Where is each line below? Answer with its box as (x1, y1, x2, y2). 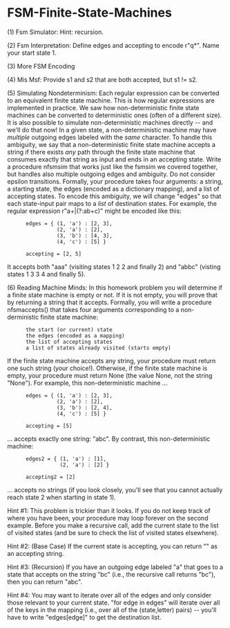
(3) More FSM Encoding (7, 62, 75, 70)
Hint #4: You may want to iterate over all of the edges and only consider (7, 591, 212, 599)
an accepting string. (7, 549, 64, 557)
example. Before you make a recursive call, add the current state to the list (7, 521, 219, 530)
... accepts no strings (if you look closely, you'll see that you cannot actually (7, 485, 223, 494)
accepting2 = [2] (25, 473, 76, 480)
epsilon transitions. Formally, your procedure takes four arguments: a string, (7, 177, 223, 185)
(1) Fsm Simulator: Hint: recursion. (7, 28, 104, 36)
